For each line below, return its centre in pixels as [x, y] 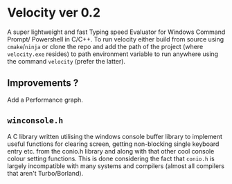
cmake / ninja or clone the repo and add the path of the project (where [105, 46]
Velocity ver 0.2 [54, 13]
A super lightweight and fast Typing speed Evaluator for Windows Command [116, 32]
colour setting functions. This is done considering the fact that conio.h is [111, 158]
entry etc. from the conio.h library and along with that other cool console [111, 151]
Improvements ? [43, 83]
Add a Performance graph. [45, 100]
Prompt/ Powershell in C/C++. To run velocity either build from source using [116, 39]
